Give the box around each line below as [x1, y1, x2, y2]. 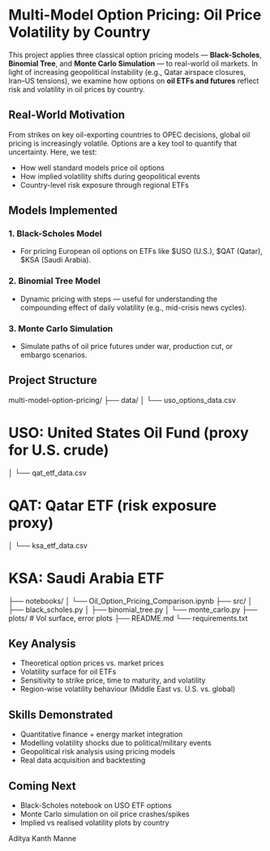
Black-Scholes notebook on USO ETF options [19, 801, 172, 810]
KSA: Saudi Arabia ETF [8, 569, 165, 587]
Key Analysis [8, 637, 76, 651]
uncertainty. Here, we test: [8, 146, 97, 156]
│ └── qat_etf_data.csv [8, 468, 87, 478]
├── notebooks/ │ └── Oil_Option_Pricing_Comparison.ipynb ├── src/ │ [8, 596, 253, 605]
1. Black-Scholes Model [8, 228, 103, 239]
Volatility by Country [8, 23, 151, 41]
